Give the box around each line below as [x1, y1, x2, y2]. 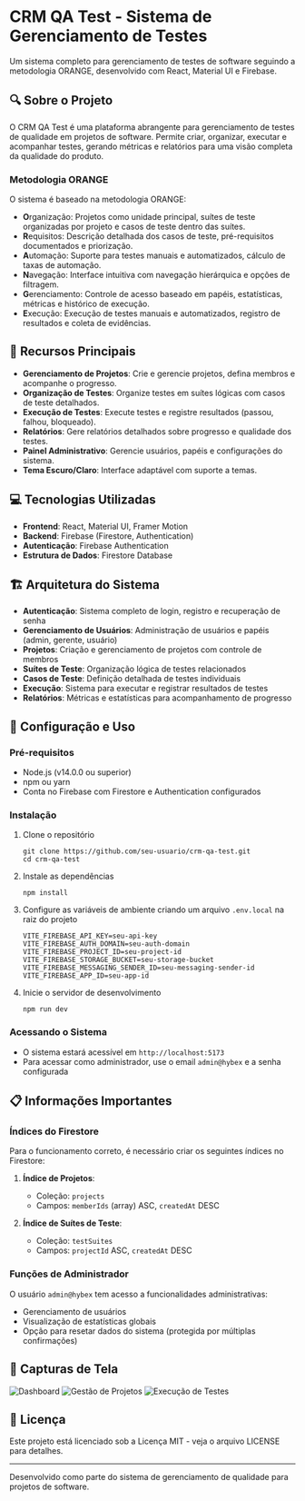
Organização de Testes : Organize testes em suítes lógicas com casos [22, 387, 286, 398]
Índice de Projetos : [22, 1173, 95, 1184]
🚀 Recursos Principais [9, 343, 136, 360]
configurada [22, 1066, 69, 1077]
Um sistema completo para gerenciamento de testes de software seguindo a [9, 55, 296, 66]
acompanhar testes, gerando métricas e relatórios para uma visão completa [9, 141, 293, 152]
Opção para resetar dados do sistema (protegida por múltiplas [22, 1325, 256, 1337]
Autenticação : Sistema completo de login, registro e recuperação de [22, 606, 281, 617]
